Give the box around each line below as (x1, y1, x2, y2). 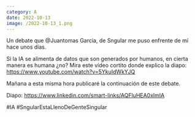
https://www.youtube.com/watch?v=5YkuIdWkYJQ (6, 68, 136, 76)
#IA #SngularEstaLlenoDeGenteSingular (6, 104, 107, 111)
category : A (6, 9, 37, 15)
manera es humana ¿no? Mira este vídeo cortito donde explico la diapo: (6, 62, 187, 69)
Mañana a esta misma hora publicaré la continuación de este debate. (6, 80, 181, 87)
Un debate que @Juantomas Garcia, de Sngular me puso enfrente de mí (6, 37, 189, 44)
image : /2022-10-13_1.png (6, 20, 72, 26)
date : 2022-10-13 (6, 15, 51, 21)
